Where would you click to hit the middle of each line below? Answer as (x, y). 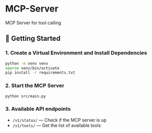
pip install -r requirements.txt (40, 73)
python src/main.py (26, 96)
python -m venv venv (27, 63)
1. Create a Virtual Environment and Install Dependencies (76, 53)
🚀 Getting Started (33, 39)
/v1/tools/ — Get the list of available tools (57, 125)
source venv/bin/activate (32, 68)
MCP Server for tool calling (33, 23)
